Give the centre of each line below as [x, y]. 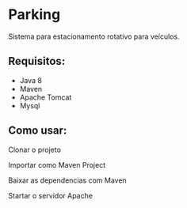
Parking [34, 15]
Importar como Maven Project [57, 165]
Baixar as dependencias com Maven [67, 180]
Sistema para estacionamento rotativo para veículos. [94, 36]
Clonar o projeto [35, 149]
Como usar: [38, 131]
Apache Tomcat [46, 97]
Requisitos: [37, 61]
